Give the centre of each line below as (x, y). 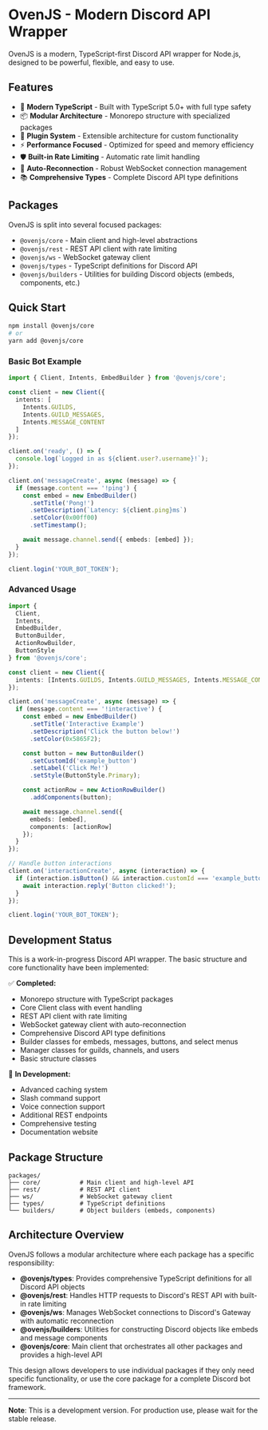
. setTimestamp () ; (58, 525)
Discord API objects (52, 1287)
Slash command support (60, 1098)
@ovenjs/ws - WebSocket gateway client (85, 257)
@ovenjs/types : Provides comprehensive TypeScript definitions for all (136, 1278)
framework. (27, 1387)
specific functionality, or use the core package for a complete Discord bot (130, 1378)
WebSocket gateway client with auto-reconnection (103, 1025)
